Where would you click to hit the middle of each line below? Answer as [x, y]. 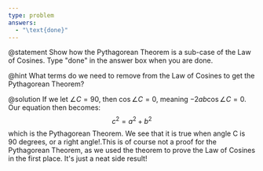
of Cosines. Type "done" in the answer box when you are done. [111, 60]
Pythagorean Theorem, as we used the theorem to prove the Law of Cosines [132, 151]
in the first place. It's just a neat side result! [78, 158]
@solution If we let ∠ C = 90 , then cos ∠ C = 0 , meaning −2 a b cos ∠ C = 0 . [128, 100]
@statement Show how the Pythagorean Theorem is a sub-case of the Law [130, 53]
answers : [22, 23]
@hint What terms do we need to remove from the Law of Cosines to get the [131, 76]
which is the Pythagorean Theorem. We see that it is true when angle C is [127, 133]
